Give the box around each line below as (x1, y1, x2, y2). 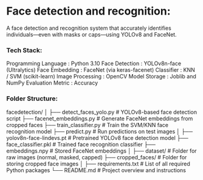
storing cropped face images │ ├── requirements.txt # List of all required (6, 160, 190, 167)
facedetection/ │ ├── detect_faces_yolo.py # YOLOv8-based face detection (6, 108, 198, 116)
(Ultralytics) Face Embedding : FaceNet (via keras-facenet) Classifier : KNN (6, 66, 196, 74)
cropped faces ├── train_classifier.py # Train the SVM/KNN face (6, 121, 169, 128)
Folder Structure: (6, 94, 58, 103)
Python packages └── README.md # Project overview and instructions (6, 166, 187, 174)
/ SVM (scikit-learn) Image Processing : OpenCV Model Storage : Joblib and (6, 73, 196, 80)
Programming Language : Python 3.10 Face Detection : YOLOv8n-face (6, 60, 181, 67)
